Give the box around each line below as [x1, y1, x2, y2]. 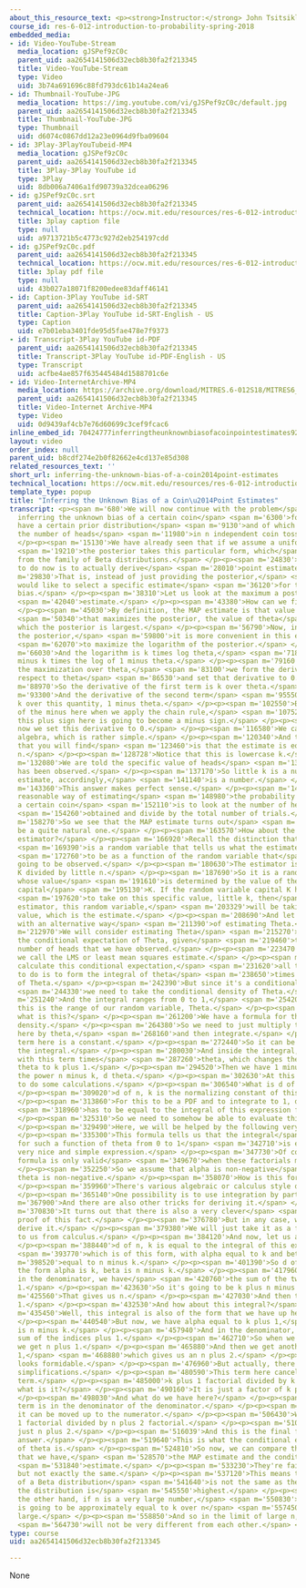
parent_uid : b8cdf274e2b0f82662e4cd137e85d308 [9, 453, 189, 463]
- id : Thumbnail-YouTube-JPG [9, 89, 120, 98]
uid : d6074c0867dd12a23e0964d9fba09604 [17, 132, 169, 141]
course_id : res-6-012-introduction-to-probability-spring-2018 [9, 22, 255, 31]
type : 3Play [17, 174, 64, 183]
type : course [9, 1529, 59, 1538]
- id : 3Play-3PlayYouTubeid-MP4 [9, 140, 132, 149]
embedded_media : [9, 30, 71, 39]
